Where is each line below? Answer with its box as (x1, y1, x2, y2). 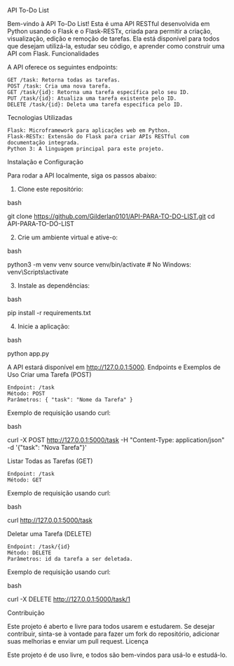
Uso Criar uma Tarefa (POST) (7, 371, 92, 378)
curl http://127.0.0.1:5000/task (7, 516, 92, 524)
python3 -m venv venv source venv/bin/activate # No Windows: (7, 260, 191, 269)
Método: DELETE (7, 550, 52, 557)
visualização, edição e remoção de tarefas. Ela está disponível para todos (7, 34, 220, 43)
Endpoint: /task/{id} (7, 543, 71, 550)
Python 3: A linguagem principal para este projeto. (7, 145, 165, 152)
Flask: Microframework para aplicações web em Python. (7, 127, 171, 134)
